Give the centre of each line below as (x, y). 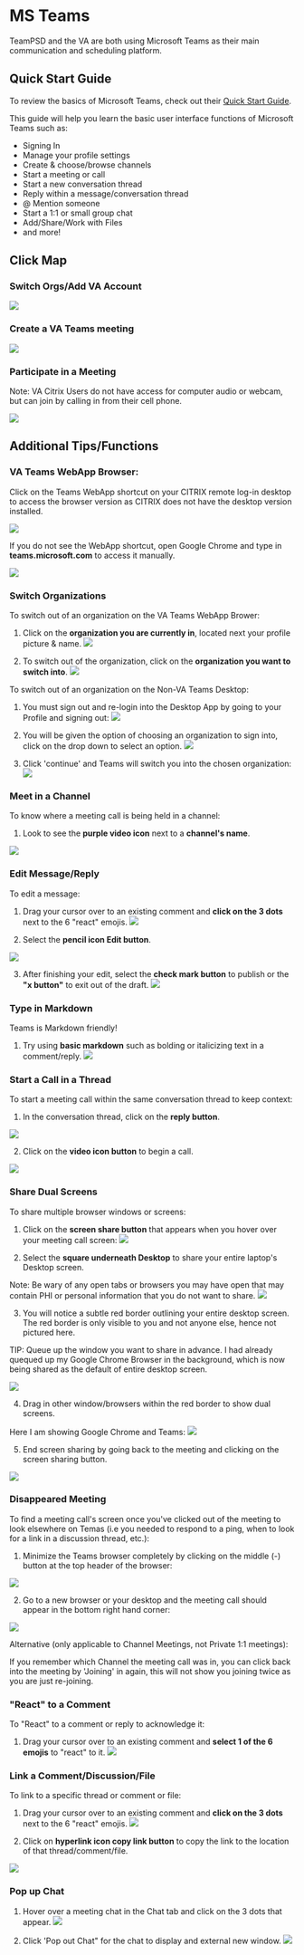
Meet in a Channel (50, 796)
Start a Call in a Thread (60, 1079)
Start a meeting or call (64, 174)
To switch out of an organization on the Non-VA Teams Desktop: (129, 690)
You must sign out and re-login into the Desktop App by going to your (152, 707)
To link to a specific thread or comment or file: (95, 1796)
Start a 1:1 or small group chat (77, 213)
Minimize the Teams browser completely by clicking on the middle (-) (152, 1556)
